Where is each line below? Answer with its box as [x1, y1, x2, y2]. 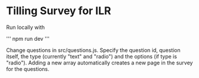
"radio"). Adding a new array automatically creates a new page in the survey [6, 59, 193, 66]
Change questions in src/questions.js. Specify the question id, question [6, 46, 181, 54]
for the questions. [6, 65, 49, 72]
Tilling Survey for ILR [6, 4, 112, 18]
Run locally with [6, 24, 45, 31]
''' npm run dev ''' [6, 35, 50, 42]
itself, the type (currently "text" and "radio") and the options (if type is [6, 53, 177, 60]
